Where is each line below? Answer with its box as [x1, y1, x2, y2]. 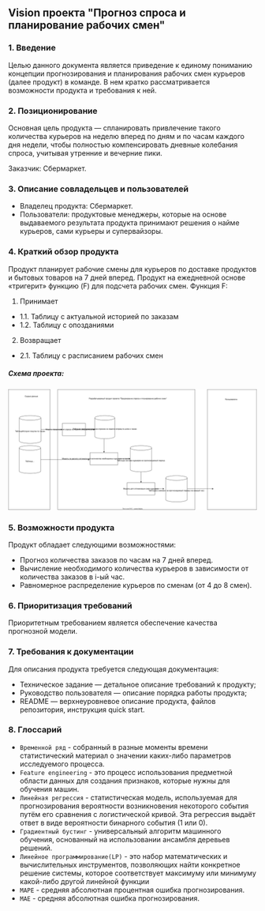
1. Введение [8, 43, 57, 54]
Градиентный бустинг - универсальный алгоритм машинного [19, 826, 222, 836]
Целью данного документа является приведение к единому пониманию [8, 60, 252, 70]
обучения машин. [19, 784, 80, 793]
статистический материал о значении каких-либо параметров [19, 751, 231, 760]
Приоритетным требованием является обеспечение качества [8, 618, 218, 627]
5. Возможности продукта [8, 521, 115, 533]
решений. [19, 843, 53, 853]
